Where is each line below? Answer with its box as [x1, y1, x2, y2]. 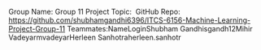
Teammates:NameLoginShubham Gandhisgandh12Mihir [67, 24, 253, 33]
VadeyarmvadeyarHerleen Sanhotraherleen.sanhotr [8, 32, 181, 42]
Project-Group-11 [8, 24, 66, 33]
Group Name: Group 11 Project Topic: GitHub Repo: [8, 7, 181, 16]
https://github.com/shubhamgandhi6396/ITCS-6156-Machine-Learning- [8, 15, 250, 25]
